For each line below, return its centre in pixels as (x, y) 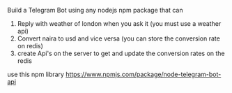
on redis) (30, 46)
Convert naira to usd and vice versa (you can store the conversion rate (119, 38)
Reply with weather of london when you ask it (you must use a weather (119, 23)
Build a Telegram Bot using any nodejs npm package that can (95, 10)
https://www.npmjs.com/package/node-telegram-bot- (144, 74)
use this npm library (36, 74)
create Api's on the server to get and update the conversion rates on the (121, 53)
